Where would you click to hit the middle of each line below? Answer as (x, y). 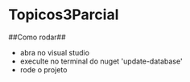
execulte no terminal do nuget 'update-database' (101, 61)
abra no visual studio (55, 52)
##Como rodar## (37, 37)
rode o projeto (43, 69)
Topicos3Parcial (64, 15)
